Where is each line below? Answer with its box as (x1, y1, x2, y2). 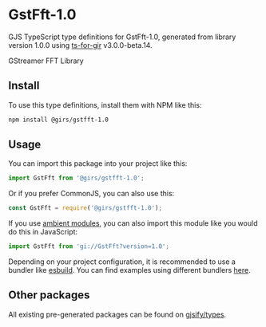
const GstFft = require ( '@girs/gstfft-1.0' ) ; (8, 204, 162, 212)
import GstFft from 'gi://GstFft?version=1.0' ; (8, 242, 170, 250)
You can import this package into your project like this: (8, 159, 188, 168)
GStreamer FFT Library (8, 56, 84, 65)
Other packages (8, 289, 90, 302)
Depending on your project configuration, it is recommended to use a (8, 257, 236, 266)
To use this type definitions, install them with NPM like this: (8, 100, 202, 109)
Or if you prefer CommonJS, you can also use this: (8, 189, 175, 199)
